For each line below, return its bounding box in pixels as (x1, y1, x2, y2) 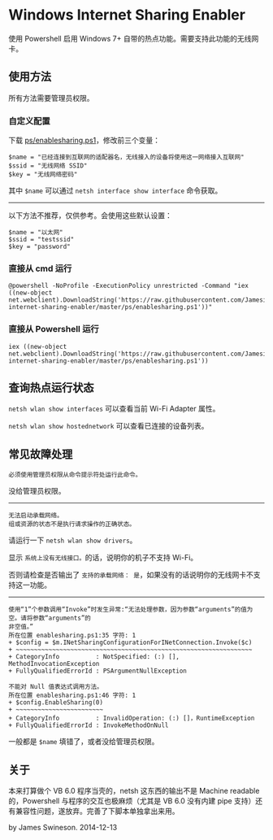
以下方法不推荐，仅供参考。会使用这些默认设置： (8, 211, 172, 220)
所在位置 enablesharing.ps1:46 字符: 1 (8, 691, 136, 700)
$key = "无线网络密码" (8, 171, 78, 179)
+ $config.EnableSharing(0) (8, 699, 104, 707)
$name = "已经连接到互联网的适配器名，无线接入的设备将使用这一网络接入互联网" (8, 153, 245, 162)
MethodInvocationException (8, 660, 100, 668)
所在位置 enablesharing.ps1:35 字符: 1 (8, 632, 136, 640)
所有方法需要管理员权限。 (8, 93, 94, 102)
